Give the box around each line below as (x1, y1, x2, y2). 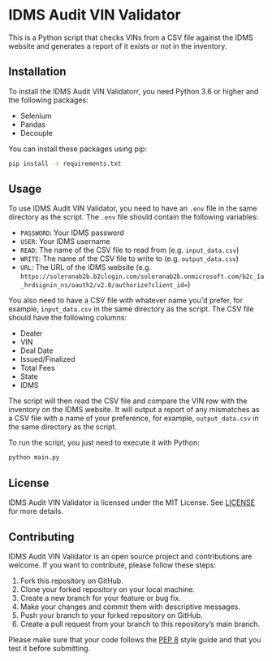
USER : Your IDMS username (19, 237, 111, 246)
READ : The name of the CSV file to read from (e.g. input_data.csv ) (19, 246, 240, 255)
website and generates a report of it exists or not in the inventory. (8, 41, 227, 50)
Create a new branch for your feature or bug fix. (19, 593, 181, 602)
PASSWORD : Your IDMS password (19, 228, 124, 237)
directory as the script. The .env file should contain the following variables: (8, 212, 259, 222)
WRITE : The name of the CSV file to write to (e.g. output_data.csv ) (19, 254, 240, 263)
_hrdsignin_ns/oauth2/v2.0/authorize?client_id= (19, 281, 188, 289)
